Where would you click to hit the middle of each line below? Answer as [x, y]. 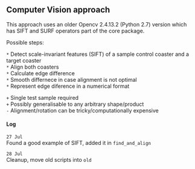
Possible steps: [25, 42]
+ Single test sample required [43, 97]
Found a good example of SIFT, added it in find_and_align [79, 143]
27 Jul [14, 137]
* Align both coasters [33, 67]
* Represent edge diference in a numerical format [68, 86]
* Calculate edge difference [41, 73]
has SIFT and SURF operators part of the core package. [75, 31]
